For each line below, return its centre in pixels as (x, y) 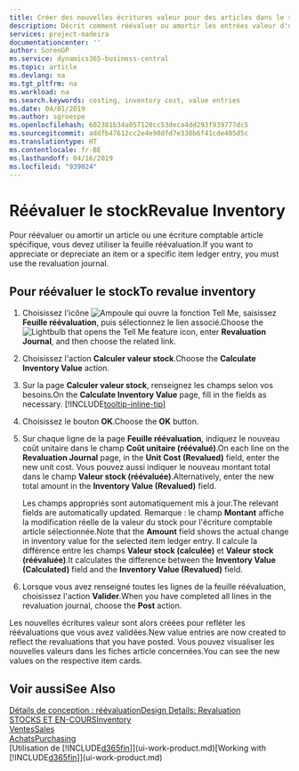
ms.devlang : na (37, 76)
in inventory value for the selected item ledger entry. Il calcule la (140, 541)
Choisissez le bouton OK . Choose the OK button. (110, 422)
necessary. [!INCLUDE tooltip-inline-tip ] (94, 404)
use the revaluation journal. (59, 264)
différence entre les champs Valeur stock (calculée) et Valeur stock (148, 551)
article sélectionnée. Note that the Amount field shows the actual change (155, 532)
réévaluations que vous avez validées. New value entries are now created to (148, 632)
